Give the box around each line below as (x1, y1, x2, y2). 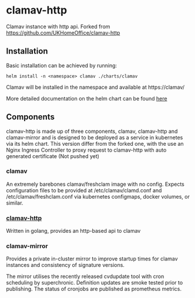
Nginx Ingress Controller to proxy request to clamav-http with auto (6, 146, 167, 153)
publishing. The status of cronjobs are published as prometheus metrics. (6, 286, 182, 293)
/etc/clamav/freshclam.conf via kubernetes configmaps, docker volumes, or (6, 193, 190, 200)
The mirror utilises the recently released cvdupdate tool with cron (6, 273, 164, 280)
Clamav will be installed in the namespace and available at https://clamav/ (6, 83, 185, 91)
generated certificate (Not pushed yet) (6, 152, 100, 159)
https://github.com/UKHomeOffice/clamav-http (6, 29, 120, 36)
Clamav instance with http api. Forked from (6, 23, 110, 30)
